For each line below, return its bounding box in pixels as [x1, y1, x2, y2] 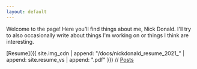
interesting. [6, 38, 34, 45]
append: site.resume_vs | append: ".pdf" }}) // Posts [6, 56, 134, 63]
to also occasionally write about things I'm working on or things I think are [6, 31, 189, 39]
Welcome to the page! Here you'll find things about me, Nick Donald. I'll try [6, 25, 191, 32]
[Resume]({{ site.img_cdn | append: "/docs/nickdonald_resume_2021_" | [6, 49, 185, 57]
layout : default [6, 8, 47, 15]
